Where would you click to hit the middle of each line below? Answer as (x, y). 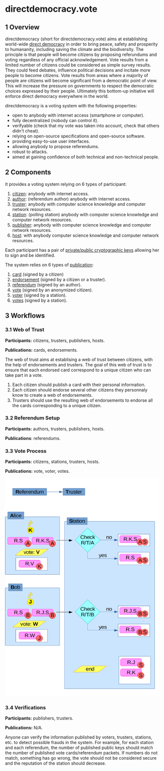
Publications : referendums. (33, 438)
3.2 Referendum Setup (33, 418)
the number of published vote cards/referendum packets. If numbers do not (82, 753)
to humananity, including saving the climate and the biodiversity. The (74, 49)
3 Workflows (25, 316)
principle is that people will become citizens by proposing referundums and (81, 54)
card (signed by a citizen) (38, 274)
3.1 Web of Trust (25, 330)
